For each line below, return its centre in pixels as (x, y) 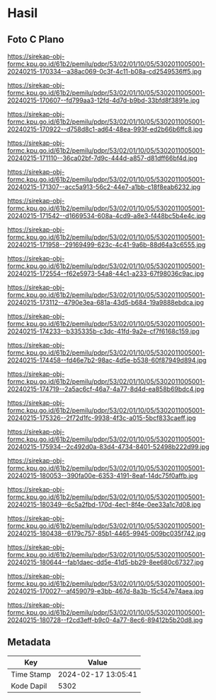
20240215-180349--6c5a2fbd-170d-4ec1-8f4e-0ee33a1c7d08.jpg (104, 505)
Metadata (29, 642)
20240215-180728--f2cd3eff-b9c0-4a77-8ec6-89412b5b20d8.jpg (105, 620)
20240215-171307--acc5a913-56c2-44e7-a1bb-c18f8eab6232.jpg (104, 187)
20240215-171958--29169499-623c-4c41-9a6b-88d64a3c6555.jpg (107, 244)
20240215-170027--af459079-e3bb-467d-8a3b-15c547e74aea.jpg (106, 591)
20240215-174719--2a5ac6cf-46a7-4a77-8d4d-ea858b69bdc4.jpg (106, 389)
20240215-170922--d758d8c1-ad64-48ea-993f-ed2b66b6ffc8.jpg (105, 129)
